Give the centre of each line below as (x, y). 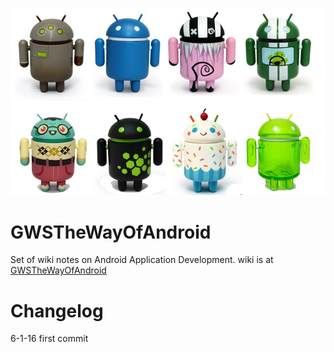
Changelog (57, 310)
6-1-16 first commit (49, 339)
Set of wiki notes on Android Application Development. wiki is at (142, 260)
